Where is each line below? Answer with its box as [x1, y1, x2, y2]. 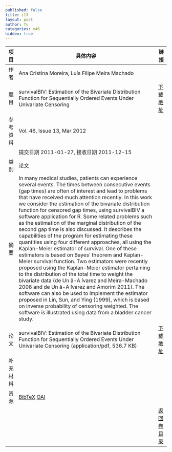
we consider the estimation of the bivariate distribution [18, 200, 150, 207]
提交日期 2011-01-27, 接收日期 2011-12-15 [18, 149, 132, 156]
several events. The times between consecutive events [18, 181, 151, 188]
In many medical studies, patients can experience [18, 175, 138, 182]
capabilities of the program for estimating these [18, 232, 133, 239]
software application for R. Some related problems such [18, 213, 153, 220]
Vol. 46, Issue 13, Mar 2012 [18, 127, 87, 134]
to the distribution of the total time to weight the [18, 271, 133, 277]
